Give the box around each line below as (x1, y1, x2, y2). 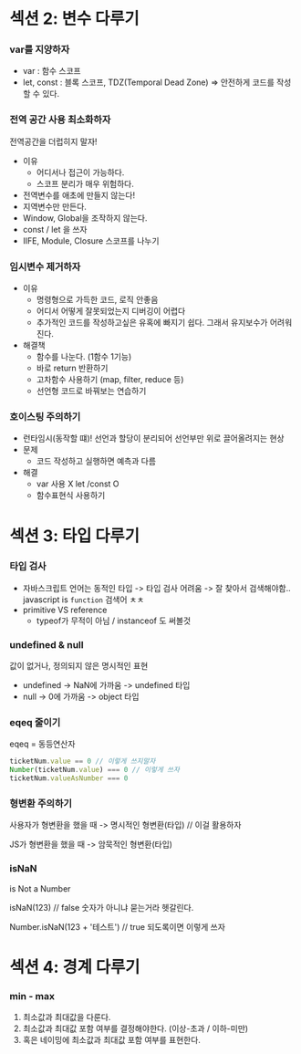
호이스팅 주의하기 (9, 411, 81, 423)
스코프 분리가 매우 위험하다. (36, 178, 134, 189)
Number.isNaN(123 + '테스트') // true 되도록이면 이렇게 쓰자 (9, 921, 226, 932)
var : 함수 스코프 (22, 66, 81, 77)
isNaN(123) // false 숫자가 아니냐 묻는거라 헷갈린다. (9, 902, 194, 913)
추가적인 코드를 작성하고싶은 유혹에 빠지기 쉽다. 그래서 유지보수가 (36, 317, 268, 329)
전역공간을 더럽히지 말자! (9, 136, 98, 147)
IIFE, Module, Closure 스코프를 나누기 (22, 235, 160, 246)
